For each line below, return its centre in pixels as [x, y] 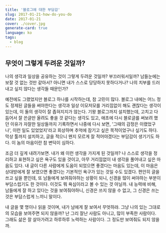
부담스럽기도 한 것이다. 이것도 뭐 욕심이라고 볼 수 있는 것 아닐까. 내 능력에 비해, [81, 184]
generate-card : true [27, 28]
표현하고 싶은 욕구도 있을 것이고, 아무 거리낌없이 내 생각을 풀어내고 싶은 [87, 159]
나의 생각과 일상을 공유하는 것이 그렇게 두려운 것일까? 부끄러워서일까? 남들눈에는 [83, 76]
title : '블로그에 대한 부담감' [33, 10]
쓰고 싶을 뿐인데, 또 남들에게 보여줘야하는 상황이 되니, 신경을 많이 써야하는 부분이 [83, 178]
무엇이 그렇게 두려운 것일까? [45, 63]
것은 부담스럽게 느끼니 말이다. [34, 196]
